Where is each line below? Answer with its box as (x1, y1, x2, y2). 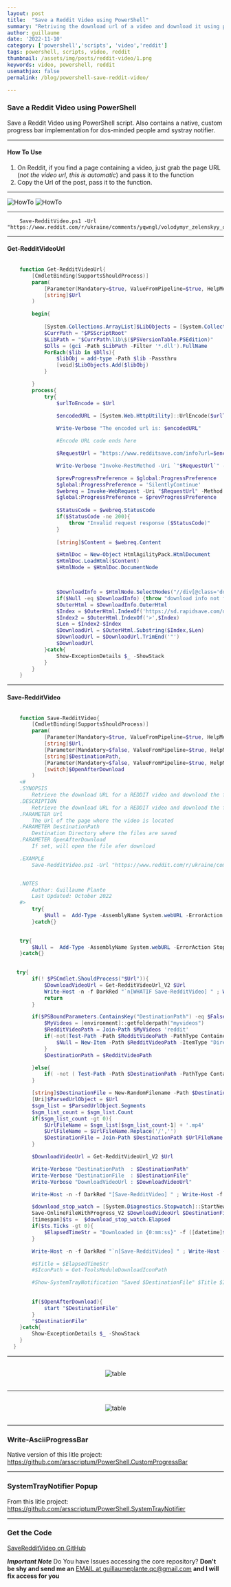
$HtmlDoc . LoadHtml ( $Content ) (56, 557, 140, 565)
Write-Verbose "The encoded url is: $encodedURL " (56, 425, 201, 432)
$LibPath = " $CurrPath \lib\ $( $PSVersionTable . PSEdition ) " (43, 336, 214, 343)
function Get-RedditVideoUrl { (19, 266, 107, 273)
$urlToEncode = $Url (56, 400, 115, 407)
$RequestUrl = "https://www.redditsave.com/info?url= (56, 450, 214, 457)
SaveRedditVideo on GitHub (7, 1544, 86, 1552)
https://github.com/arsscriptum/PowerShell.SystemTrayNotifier (7, 1504, 186, 1513)
